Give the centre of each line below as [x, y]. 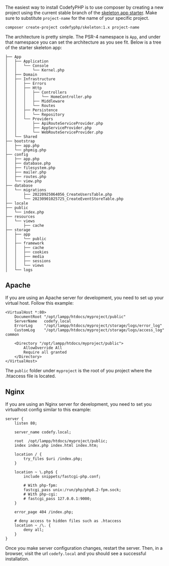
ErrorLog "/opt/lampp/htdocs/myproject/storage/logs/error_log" [88, 326]
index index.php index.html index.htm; [57, 445]
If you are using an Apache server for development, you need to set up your [84, 297]
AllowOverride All [43, 348]
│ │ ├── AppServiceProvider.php [49, 128]
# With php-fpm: [41, 485]
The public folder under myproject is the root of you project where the [79, 370]
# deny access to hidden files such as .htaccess [68, 521]
